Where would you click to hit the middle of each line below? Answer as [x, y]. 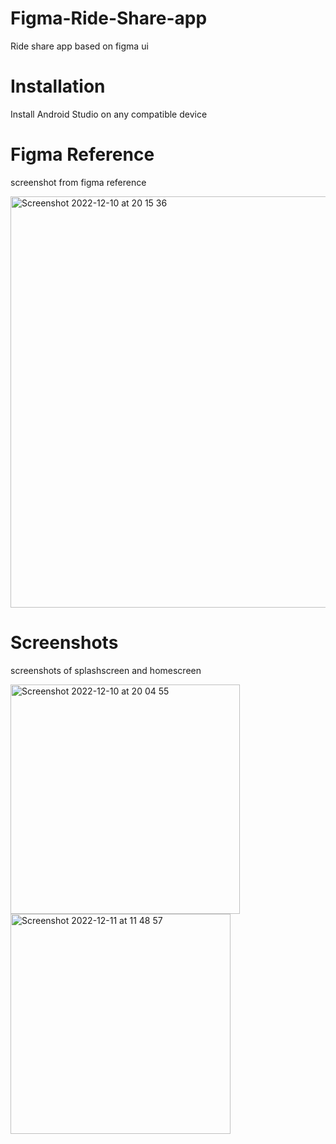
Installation [58, 86]
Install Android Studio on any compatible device [109, 114]
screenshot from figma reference [78, 182]
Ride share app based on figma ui [79, 46]
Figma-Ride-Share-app [109, 18]
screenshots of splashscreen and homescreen [106, 670]
